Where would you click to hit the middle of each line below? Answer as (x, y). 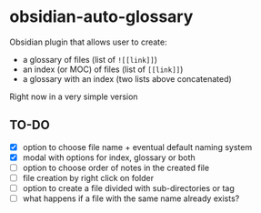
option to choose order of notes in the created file (116, 167)
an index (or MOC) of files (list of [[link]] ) (103, 69)
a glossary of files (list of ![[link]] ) (90, 59)
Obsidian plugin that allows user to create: (88, 42)
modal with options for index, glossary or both (109, 157)
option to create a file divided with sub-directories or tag (128, 188)
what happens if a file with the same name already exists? (131, 198)
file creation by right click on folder (88, 177)
